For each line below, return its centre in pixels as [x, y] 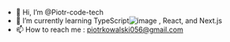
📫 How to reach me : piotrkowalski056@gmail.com [99, 29]
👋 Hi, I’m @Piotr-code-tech [60, 12]
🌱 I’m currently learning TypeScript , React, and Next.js [119, 21]
